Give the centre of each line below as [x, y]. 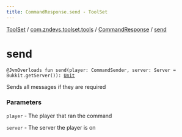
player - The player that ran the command [59, 116]
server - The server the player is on [51, 127]
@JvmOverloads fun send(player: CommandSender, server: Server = [91, 70]
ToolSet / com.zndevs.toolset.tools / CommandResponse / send [86, 29]
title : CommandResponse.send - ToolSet [57, 12]
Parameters [24, 102]
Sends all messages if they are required [56, 86]
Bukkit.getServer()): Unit [41, 76]
